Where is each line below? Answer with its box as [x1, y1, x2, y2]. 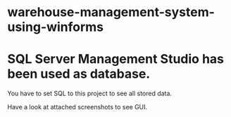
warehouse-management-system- [7, 4, 215, 20]
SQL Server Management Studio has [7, 51, 224, 67]
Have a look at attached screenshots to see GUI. [7, 103, 148, 111]
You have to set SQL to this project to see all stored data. [7, 89, 173, 98]
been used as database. [7, 66, 151, 82]
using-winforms [7, 19, 104, 35]
